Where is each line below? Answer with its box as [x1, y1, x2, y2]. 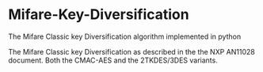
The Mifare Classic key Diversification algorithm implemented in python [8, 32, 242, 41]
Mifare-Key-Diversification [8, 6, 189, 24]
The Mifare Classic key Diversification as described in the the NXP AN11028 [8, 47, 255, 56]
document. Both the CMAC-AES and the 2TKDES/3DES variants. [8, 55, 218, 65]
